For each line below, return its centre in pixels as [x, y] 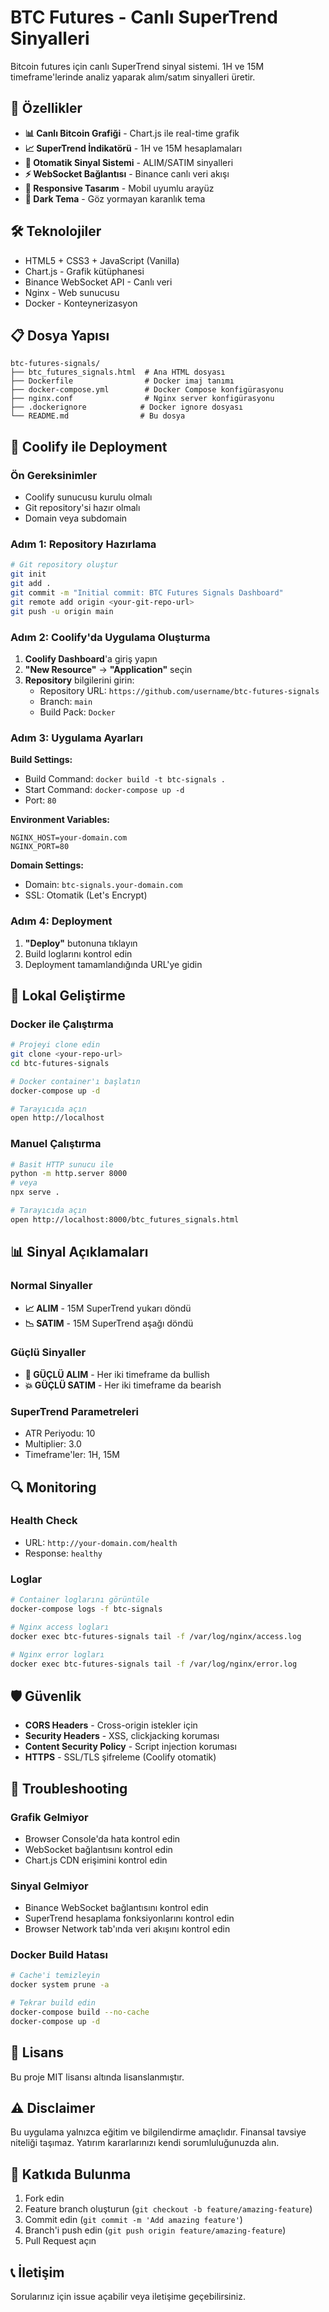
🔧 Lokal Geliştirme [68, 995]
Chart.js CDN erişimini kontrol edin [96, 1860]
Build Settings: [41, 760]
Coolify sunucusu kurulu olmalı [88, 497]
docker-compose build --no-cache [80, 2012]
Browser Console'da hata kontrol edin [102, 1838]
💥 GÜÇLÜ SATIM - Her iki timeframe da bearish [123, 1385]
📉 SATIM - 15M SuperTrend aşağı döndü [109, 1323]
